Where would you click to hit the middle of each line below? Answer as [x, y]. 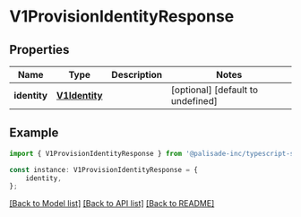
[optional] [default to [214, 90]
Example [34, 133]
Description [137, 75]
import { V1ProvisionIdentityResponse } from [95, 153]
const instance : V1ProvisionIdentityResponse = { [104, 169]
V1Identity [79, 95]
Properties [39, 50]
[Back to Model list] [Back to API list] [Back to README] [112, 204]
